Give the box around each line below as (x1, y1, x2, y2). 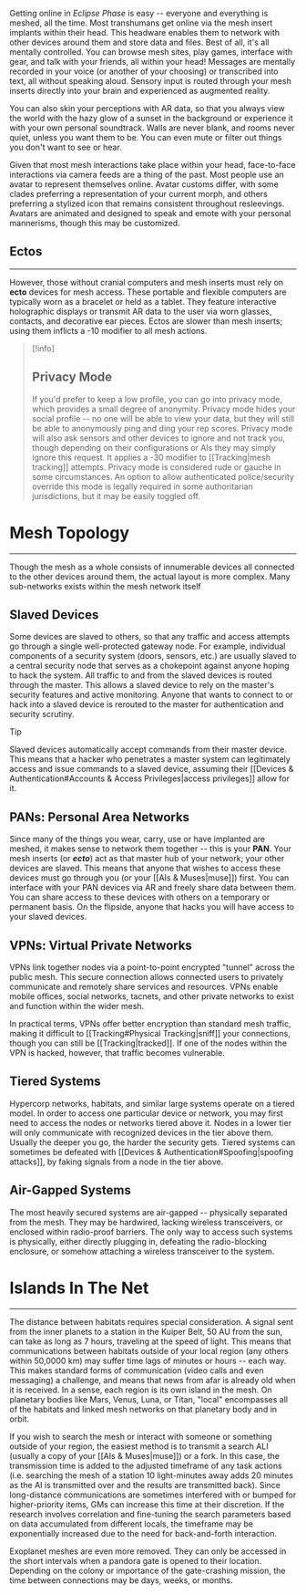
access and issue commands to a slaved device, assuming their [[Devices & (9, 764, 294, 775)
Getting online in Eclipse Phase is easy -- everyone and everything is (9, 8, 269, 18)
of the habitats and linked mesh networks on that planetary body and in (9, 1403, 278, 1414)
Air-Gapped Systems (9, 1183, 132, 1198)
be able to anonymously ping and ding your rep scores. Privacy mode (31, 422, 293, 433)
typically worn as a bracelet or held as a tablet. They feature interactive (9, 296, 277, 307)
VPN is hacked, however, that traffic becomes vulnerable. (9, 1048, 225, 1058)
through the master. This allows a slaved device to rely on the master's (9, 680, 275, 691)
